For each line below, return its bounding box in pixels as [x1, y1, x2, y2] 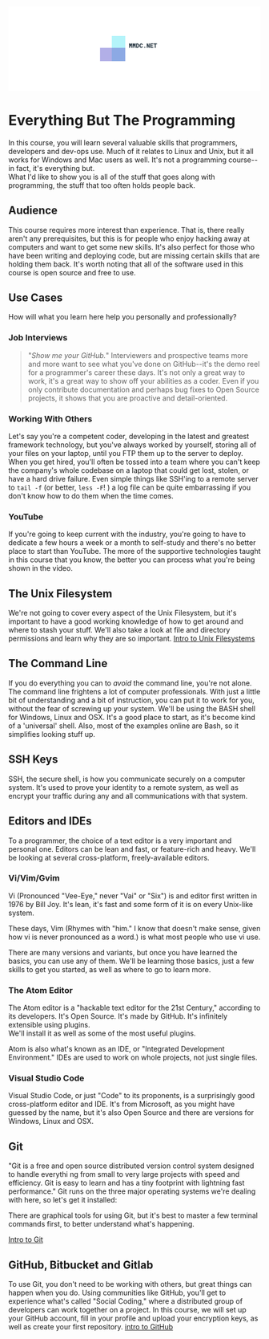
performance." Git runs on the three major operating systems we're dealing [8, 1186, 256, 1196]
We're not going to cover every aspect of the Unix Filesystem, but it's [8, 608, 237, 618]
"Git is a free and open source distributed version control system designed [8, 1161, 255, 1170]
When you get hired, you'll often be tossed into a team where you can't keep [8, 457, 260, 466]
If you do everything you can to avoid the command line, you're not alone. [8, 678, 252, 688]
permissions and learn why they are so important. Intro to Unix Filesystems [8, 633, 255, 644]
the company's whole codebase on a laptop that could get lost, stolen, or [8, 465, 250, 475]
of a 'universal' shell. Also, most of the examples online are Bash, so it [8, 721, 239, 731]
